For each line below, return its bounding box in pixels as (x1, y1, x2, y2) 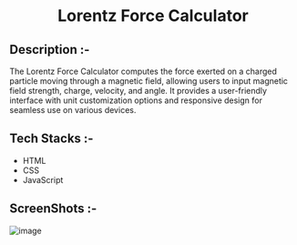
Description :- (9, 42, 90, 57)
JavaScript (22, 174, 64, 185)
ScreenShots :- (9, 201, 97, 217)
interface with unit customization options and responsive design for (9, 95, 262, 106)
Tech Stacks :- (9, 131, 94, 147)
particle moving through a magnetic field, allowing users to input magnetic (9, 76, 289, 87)
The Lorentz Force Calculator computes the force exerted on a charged (9, 66, 278, 77)
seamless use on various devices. (9, 105, 137, 115)
